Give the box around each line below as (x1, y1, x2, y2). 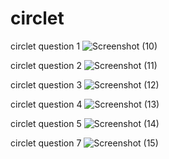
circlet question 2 (10, 59, 83, 71)
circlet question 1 (10, 40, 81, 52)
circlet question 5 (10, 117, 82, 129)
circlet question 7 (10, 137, 82, 149)
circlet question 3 (10, 78, 83, 91)
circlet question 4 (10, 98, 83, 110)
